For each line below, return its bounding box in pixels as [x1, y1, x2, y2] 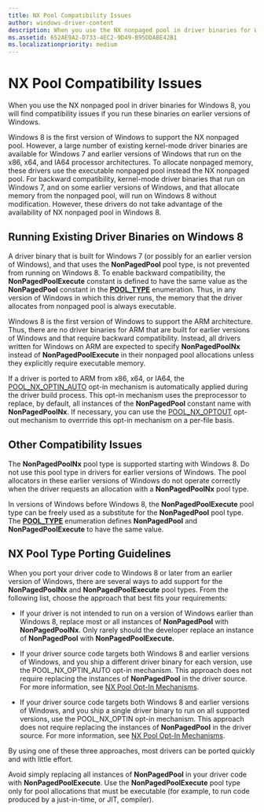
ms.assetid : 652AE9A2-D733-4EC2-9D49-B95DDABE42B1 [8, 33, 178, 42]
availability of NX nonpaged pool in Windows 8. [8, 208, 162, 217]
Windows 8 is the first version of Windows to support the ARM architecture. [8, 316, 253, 326]
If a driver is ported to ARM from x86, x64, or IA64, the [8, 373, 185, 383]
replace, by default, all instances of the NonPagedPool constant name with [8, 399, 251, 408]
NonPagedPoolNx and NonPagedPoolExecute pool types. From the [8, 585, 229, 594]
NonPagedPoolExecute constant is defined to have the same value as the [8, 276, 247, 285]
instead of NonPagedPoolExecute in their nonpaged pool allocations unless [8, 350, 255, 359]
